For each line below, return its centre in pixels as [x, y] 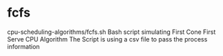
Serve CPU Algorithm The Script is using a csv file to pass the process [107, 39]
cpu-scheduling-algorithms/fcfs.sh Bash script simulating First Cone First [111, 32]
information [23, 46]
